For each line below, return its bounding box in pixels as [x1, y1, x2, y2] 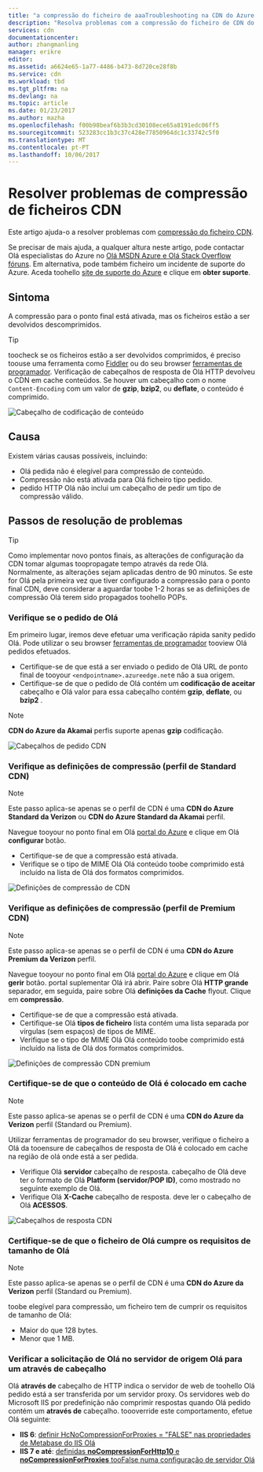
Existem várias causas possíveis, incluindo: [8, 450, 148, 461]
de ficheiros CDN [8, 202, 122, 219]
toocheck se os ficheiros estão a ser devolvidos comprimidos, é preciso [8, 350, 241, 359]
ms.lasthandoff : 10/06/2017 [8, 150, 100, 158]
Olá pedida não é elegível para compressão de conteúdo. [19, 466, 206, 476]
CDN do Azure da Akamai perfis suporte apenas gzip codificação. [8, 725, 224, 735]
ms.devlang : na [8, 92, 58, 100]
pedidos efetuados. [8, 647, 71, 656]
